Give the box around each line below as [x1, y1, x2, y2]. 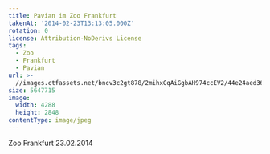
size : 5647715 [8, 86, 56, 95]
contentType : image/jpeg [8, 116, 92, 124]
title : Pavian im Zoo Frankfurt [8, 11, 117, 20]
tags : [8, 42, 27, 50]
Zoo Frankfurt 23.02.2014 [8, 138, 93, 148]
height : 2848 [15, 109, 59, 117]
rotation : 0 [8, 26, 48, 34]
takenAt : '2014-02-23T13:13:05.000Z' [8, 19, 135, 27]
